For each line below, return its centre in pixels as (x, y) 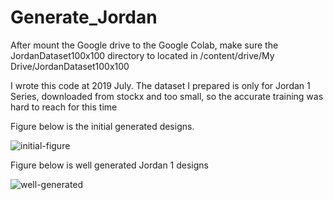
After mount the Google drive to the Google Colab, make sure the (144, 45)
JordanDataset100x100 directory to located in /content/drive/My (142, 55)
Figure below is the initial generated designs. (102, 126)
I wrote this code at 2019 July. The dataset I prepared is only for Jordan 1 (160, 85)
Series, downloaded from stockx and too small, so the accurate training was (167, 96)
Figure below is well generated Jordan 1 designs (110, 165)
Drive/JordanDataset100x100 (70, 66)
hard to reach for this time (64, 107)
